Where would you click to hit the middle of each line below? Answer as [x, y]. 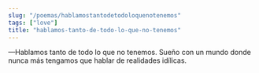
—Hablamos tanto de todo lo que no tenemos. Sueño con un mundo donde [130, 53]
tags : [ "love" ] [33, 23]
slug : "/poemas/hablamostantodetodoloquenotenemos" [94, 15]
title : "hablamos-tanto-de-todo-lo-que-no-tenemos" [94, 30]
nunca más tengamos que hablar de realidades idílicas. [98, 60]
